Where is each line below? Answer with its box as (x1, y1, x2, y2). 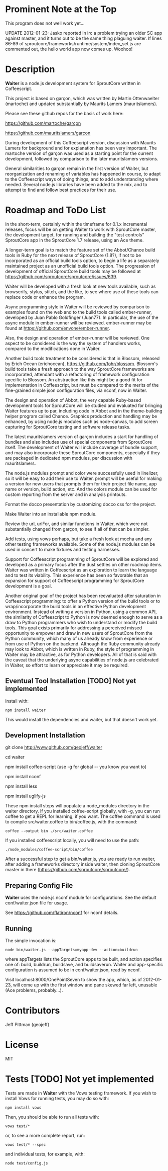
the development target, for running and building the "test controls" (5, 231, 144, 237)
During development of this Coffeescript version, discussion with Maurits (5, 139, 156, 145)
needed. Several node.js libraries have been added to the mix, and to (5, 181, 147, 187)
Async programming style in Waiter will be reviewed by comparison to (5, 303, 150, 310)
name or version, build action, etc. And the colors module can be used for (5, 486, 157, 492)
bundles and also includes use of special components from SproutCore (5, 439, 152, 445)
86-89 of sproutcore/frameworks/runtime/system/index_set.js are (5, 40, 141, 46)
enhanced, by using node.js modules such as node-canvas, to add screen (5, 419, 158, 425)
